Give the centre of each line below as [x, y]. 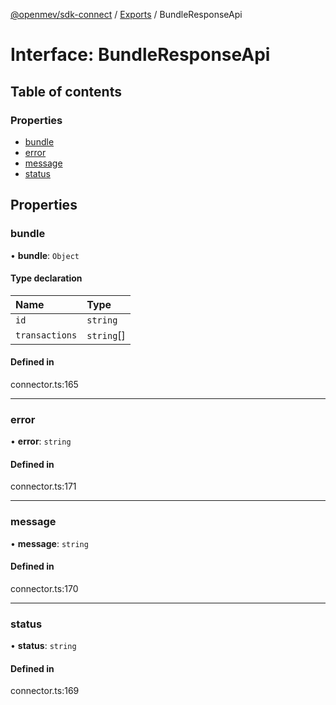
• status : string [43, 646]
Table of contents [66, 91]
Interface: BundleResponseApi [140, 55]
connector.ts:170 [44, 588]
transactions [46, 335]
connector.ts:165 [44, 384]
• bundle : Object [45, 255]
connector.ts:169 [45, 691]
